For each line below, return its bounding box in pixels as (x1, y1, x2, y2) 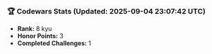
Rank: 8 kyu (17, 25, 52, 33)
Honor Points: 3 (17, 32, 64, 40)
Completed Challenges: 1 (17, 39, 91, 47)
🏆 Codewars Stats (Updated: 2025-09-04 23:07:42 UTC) (7, 6, 206, 16)
